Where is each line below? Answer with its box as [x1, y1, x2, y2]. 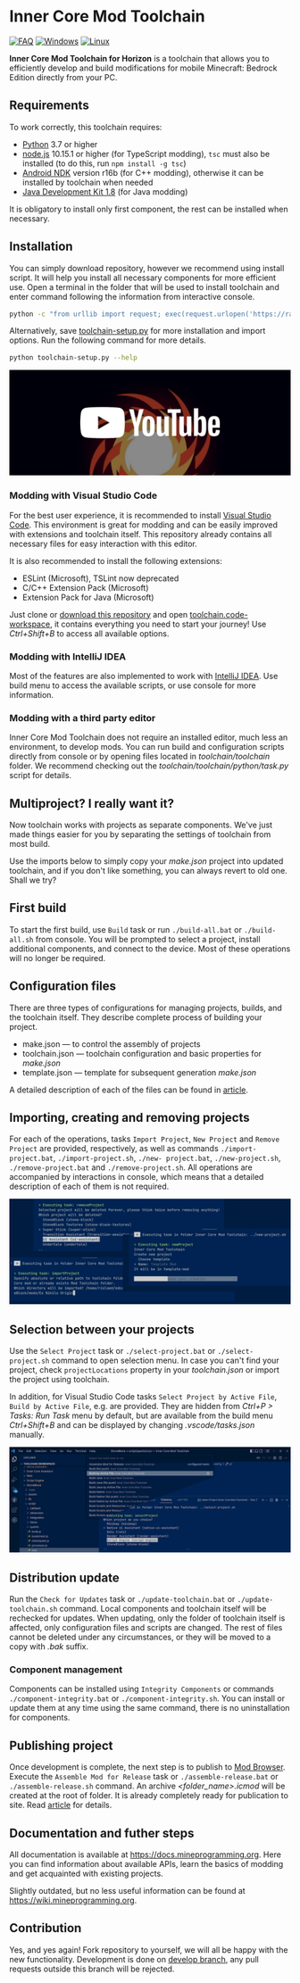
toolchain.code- [189, 609, 248, 619]
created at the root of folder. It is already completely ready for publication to [9, 1790, 288, 1801]
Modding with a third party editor [9, 711, 156, 724]
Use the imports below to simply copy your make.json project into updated [9, 856, 284, 867]
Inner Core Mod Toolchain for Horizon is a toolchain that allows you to [9, 53, 270, 63]
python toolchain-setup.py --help [9, 353, 138, 362]
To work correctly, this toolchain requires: [9, 121, 162, 132]
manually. [9, 1430, 45, 1440]
